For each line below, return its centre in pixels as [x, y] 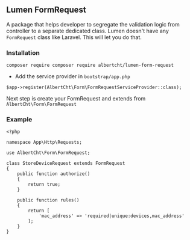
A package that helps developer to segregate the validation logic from [93, 24]
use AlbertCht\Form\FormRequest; [48, 153]
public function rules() [48, 200]
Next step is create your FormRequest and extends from [76, 99]
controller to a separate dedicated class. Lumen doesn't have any [87, 31]
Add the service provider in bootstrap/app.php [73, 76]
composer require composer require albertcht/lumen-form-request [90, 66]
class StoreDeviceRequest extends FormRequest [66, 164]
